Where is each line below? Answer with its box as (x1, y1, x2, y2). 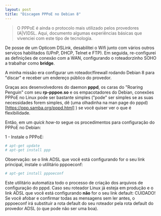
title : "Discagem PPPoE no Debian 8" (5, 12, 81, 17)
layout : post (5, 7, 31, 12)
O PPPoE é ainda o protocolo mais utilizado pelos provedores (16, 25, 139, 31)
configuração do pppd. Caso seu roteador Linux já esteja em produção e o (5, 185, 154, 191)
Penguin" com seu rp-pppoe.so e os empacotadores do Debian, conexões (5, 89, 154, 95)
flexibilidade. (5, 110, 30, 116)
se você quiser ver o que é (78, 105, 132, 111)
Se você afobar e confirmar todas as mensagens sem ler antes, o (5, 195, 135, 201)
